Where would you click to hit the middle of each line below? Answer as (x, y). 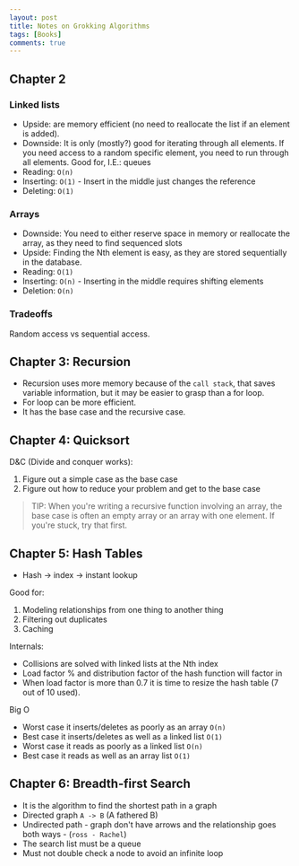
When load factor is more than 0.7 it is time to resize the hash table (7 (150, 682)
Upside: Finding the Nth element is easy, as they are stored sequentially (154, 253)
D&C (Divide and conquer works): (71, 462)
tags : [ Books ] (36, 34)
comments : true (38, 43)
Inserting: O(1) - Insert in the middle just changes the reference (139, 181)
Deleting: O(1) (48, 190)
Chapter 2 (38, 79)
